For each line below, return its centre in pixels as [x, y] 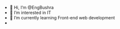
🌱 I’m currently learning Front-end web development [62, 18]
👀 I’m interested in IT [30, 13]
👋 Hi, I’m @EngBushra [32, 7]
